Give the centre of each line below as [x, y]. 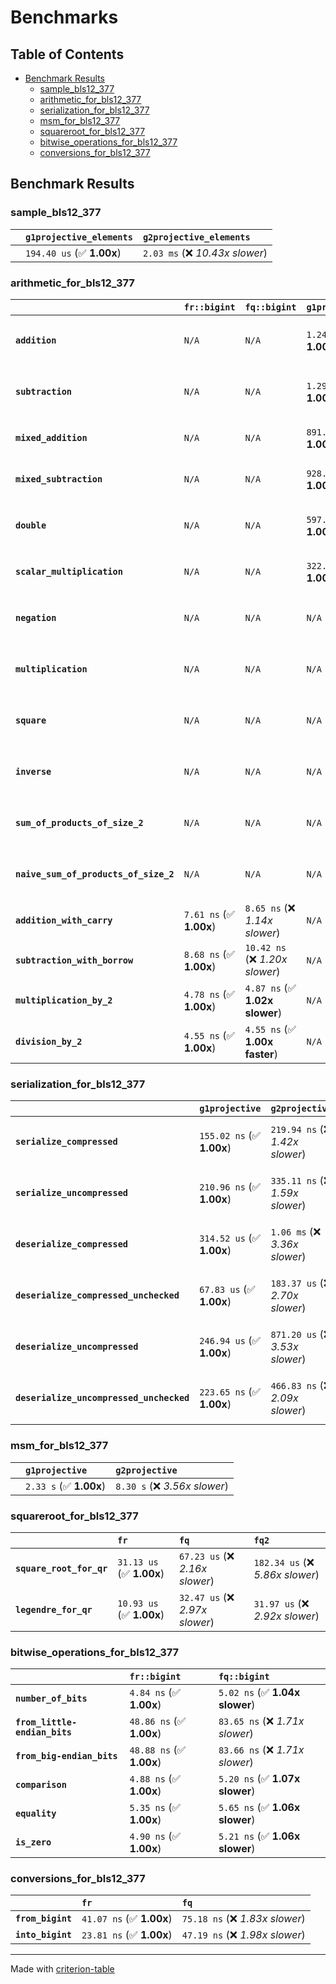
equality [36, 1814]
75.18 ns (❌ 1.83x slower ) [243, 1919]
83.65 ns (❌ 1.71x [261, 1721]
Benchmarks [64, 17]
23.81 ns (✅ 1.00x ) [127, 1935]
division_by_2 [49, 1041]
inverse [33, 771]
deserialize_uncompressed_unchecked [102, 1398]
